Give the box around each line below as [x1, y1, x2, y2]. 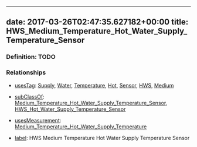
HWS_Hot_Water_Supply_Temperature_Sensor [14, 106, 126, 113]
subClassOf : [14, 93, 45, 100]
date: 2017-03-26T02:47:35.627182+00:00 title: [6, 17, 189, 27]
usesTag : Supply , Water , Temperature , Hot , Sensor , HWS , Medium [14, 82, 174, 89]
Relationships [6, 68, 46, 76]
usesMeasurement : [14, 117, 62, 124]
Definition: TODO [6, 53, 56, 61]
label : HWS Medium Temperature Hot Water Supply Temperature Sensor [14, 134, 190, 141]
